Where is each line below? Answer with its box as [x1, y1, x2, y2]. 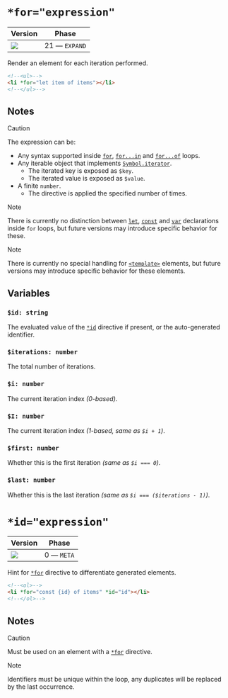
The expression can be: [7, 137, 76, 147]
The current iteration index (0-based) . [7, 394, 118, 403]
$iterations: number [7, 348, 78, 356]
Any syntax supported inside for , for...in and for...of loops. [17, 152, 200, 160]
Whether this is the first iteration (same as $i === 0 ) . [7, 458, 161, 467]
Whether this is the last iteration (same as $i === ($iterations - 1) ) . [7, 490, 210, 499]
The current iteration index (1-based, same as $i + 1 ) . [7, 426, 166, 434]
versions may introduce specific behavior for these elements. [7, 266, 186, 275]
